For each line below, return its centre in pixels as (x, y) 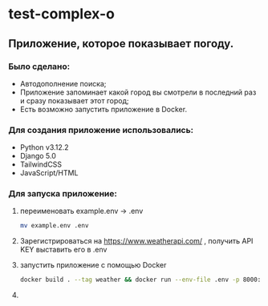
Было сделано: (39, 66)
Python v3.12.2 (45, 147)
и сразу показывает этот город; (74, 100)
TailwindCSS (41, 164)
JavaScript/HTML (49, 173)
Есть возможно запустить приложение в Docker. (103, 109)
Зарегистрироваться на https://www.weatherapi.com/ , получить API (136, 241)
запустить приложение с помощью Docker (93, 265)
